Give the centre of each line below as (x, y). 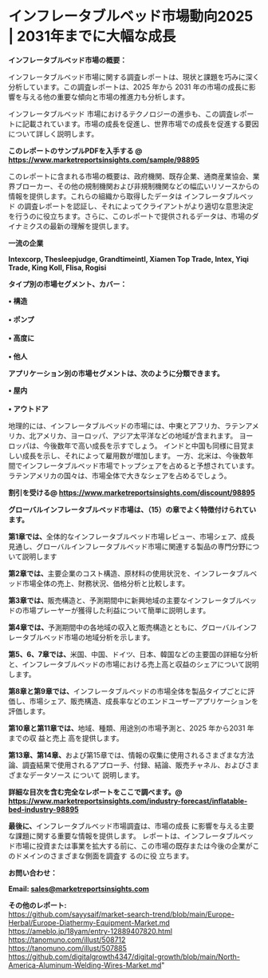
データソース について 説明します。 (87, 774)
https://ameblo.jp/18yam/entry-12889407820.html (91, 931)
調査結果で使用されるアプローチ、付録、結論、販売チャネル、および (134, 765)
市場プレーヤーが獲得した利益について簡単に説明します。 (116, 610)
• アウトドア (28, 409)
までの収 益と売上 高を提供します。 (66, 738)
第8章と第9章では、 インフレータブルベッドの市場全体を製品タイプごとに (128, 691)
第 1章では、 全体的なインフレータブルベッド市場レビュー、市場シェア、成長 (132, 537)
